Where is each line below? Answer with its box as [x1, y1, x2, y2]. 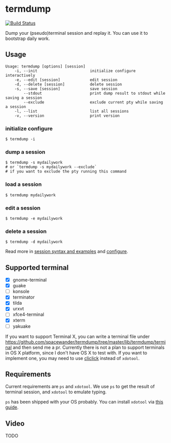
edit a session [5, 204, 41, 212]
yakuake [12, 323, 31, 329]
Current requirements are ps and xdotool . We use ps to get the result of [5, 384, 155, 390]
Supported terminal [5, 263, 69, 272]
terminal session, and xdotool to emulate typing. [5, 389, 107, 395]
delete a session [5, 227, 47, 235]
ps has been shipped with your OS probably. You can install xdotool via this [5, 399, 163, 405]
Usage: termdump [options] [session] [5, 64, 86, 69]
